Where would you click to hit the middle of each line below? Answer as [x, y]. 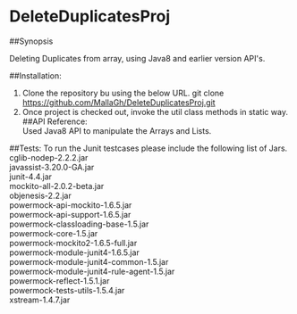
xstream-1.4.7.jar [40, 300]
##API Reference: [55, 121]
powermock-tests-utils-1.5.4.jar [67, 290]
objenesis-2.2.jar [40, 195]
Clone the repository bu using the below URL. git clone [123, 93]
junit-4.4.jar [30, 177]
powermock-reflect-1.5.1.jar [59, 281]
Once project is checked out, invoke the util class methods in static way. [155, 112]
